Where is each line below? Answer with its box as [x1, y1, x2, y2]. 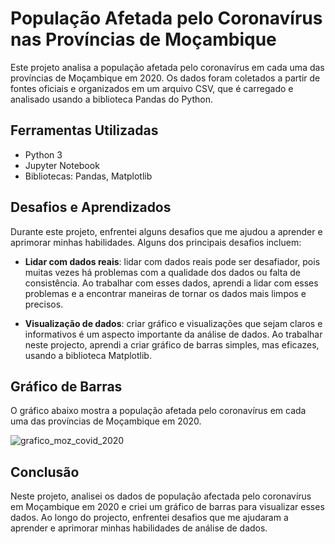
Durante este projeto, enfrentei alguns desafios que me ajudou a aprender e [10, 225, 323, 237]
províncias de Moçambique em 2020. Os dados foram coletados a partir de [10, 72, 321, 84]
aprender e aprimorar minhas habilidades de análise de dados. [10, 522, 268, 534]
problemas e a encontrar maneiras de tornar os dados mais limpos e [24, 287, 307, 299]
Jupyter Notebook [24, 159, 100, 171]
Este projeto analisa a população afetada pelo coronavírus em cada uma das [10, 61, 325, 73]
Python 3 [24, 148, 63, 161]
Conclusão [10, 463, 80, 481]
